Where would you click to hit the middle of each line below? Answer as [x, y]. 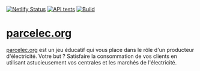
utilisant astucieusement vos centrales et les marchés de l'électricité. [92, 62]
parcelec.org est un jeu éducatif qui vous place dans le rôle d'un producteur [100, 50]
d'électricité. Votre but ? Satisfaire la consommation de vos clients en [92, 56]
